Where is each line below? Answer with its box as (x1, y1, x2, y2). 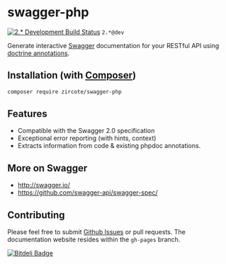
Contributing (7, 209, 65, 221)
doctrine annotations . (7, 49, 70, 57)
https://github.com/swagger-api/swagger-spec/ (17, 188, 158, 197)
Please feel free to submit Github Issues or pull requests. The (7, 228, 186, 236)
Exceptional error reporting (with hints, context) (17, 134, 157, 142)
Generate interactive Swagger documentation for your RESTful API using (7, 41, 220, 50)
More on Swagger (7, 162, 88, 174)
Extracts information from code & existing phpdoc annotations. (17, 142, 201, 150)
